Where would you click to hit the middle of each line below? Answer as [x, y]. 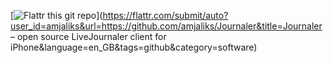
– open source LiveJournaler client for [88, 36]
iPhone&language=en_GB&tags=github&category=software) [134, 47]
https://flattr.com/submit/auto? [165, 15]
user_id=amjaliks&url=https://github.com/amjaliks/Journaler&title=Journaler [166, 26]
